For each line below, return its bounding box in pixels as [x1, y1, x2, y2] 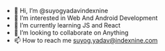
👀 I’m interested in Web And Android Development [13, 14, 158, 22]
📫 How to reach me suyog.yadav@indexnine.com [13, 37, 158, 44]
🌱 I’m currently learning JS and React [13, 21, 120, 29]
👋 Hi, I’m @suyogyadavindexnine [13, 7, 109, 14]
